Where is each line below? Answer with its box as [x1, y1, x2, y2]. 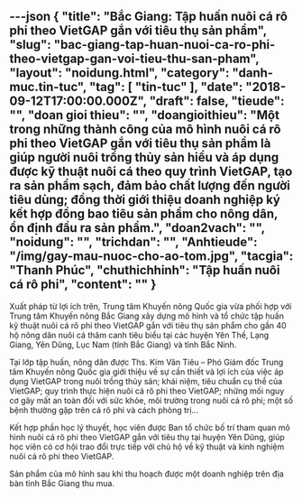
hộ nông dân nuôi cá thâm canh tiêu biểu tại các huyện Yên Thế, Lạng [9, 329, 270, 340]
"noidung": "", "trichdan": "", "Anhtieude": [9, 235, 259, 250]
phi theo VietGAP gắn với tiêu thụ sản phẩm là [9, 136, 271, 152]
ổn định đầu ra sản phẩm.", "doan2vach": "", [9, 220, 266, 235]
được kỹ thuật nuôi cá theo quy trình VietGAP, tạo [9, 164, 293, 180]
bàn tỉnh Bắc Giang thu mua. [9, 477, 115, 488]
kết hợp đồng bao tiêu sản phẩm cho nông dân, [9, 207, 278, 222]
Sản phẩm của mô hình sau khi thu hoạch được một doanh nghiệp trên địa [9, 468, 284, 479]
